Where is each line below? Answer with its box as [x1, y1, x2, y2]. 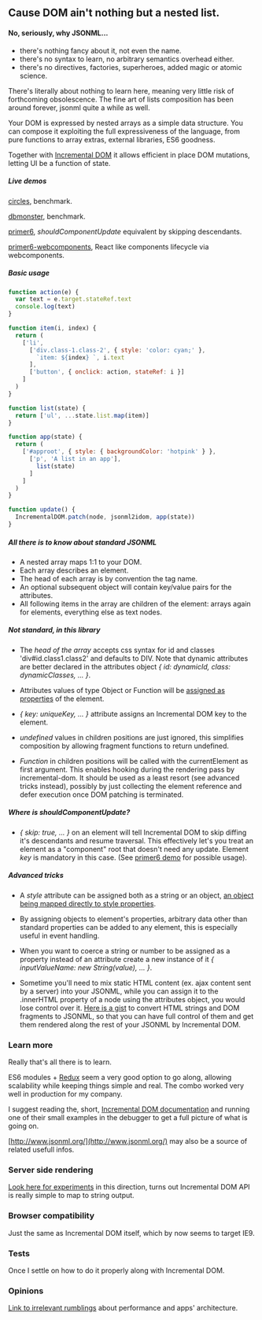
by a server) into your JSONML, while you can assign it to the [19, 986, 219, 996]
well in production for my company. [8, 1090, 123, 1099]
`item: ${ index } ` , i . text [36, 353, 125, 361]
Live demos [8, 176, 47, 186]
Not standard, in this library [8, 625, 101, 635]
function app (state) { [8, 433, 83, 441]
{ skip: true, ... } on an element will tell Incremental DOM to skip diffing [19, 828, 247, 837]
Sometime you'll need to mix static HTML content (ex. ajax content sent [19, 978, 252, 987]
